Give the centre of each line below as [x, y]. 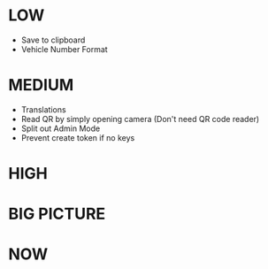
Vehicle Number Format [64, 49]
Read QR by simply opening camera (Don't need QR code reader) [140, 119]
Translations [44, 109]
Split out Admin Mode [61, 128]
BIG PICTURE [57, 214]
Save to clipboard [53, 40]
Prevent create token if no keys [78, 137]
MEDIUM [41, 85]
